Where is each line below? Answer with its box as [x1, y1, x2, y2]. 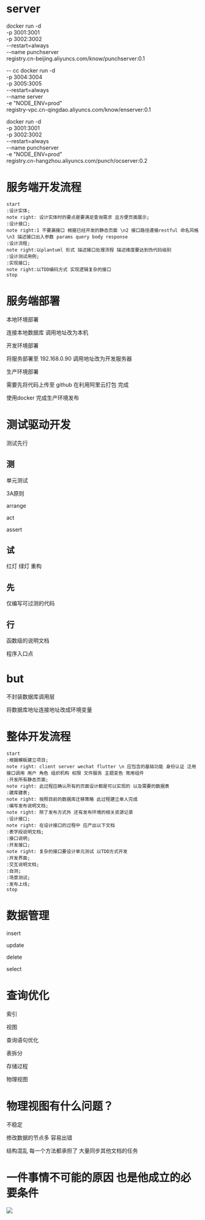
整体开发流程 [6, 730, 72, 744]
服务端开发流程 [6, 181, 82, 195]
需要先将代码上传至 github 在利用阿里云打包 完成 [6, 380, 129, 388]
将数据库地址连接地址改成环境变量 [6, 706, 92, 713]
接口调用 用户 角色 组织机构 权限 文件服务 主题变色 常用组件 [6, 770, 144, 776]
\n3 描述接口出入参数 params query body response [6, 234, 129, 240]
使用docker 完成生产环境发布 [6, 394, 80, 401]
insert [6, 929, 21, 937]
